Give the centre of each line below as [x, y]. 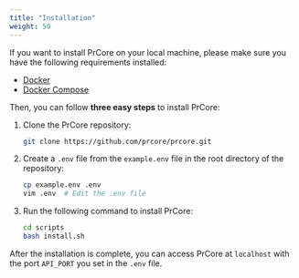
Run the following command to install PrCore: [108, 211]
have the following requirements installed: [88, 62]
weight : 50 [30, 26]
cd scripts [43, 228]
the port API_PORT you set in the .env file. [86, 263]
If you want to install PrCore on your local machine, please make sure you [148, 52]
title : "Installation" [53, 18]
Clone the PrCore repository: [77, 125]
